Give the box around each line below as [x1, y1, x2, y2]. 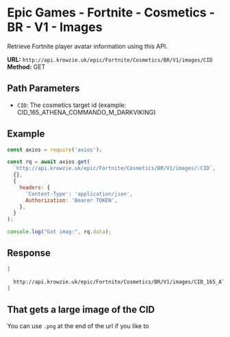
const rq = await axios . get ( [7, 159, 90, 165]
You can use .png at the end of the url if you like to [7, 322, 149, 330]
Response [7, 247, 51, 259]
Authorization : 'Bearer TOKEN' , [25, 197, 118, 204]
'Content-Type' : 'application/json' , [25, 190, 133, 197]
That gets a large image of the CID [7, 303, 155, 315]
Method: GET [7, 62, 46, 71]
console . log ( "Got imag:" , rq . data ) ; [7, 229, 112, 235]
